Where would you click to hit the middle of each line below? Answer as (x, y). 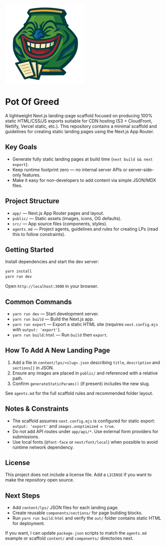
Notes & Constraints (37, 409)
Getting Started (29, 250)
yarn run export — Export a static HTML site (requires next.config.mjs (85, 324)
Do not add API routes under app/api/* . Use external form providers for (85, 431)
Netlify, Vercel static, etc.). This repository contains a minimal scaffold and (81, 126)
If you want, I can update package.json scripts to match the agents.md (76, 533)
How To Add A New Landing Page (58, 351)
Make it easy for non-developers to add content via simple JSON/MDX (84, 180)
